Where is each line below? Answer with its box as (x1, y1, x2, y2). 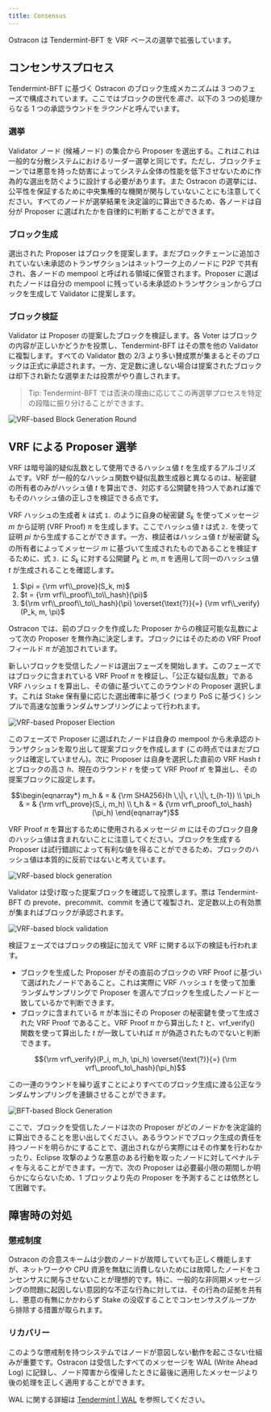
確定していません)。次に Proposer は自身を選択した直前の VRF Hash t (29, 754, 261, 763)
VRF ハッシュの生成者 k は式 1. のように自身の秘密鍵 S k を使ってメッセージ (8, 510, 260, 521)
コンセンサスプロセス (8, 61, 115, 75)
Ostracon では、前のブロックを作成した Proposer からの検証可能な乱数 (8, 623, 245, 633)
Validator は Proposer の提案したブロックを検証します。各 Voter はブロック (8, 331, 258, 340)
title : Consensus (8, 11, 67, 20)
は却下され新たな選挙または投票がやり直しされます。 (8, 371, 185, 381)
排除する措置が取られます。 (15, 1305, 107, 1315)
